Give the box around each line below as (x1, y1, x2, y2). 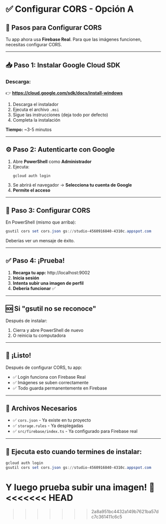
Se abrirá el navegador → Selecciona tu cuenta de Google (12, 182, 132, 188)
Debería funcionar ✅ (12, 285, 56, 291)
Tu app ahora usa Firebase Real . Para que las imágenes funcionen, (5, 36, 142, 42)
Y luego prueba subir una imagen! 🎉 (5, 482, 155, 493)
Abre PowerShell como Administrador (12, 159, 92, 164)
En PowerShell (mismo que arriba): (5, 219, 76, 225)
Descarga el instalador (12, 101, 59, 107)
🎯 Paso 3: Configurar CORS (5, 206, 91, 215)
